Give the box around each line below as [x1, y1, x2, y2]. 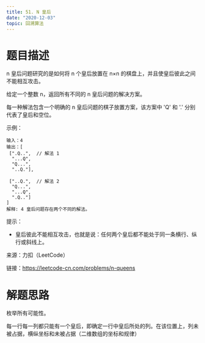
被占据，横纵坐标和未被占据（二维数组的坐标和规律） [6, 330, 140, 337]
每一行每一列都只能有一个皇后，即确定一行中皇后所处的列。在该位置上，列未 [6, 322, 199, 330]
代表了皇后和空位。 [6, 111, 55, 119]
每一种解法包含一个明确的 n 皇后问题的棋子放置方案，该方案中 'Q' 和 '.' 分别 [6, 103, 196, 111]
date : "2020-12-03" [6, 15, 56, 21]
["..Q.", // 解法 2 [9, 179, 60, 185]
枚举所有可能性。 [6, 309, 49, 317]
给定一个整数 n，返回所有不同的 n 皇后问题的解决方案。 [6, 90, 146, 98]
